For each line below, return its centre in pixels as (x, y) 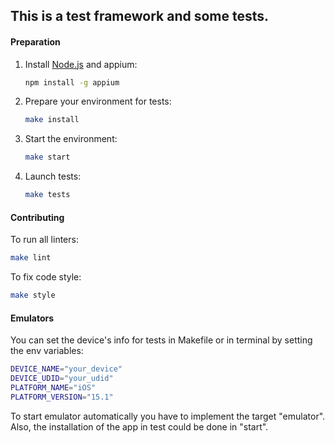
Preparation (35, 41)
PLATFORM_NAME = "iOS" (53, 388)
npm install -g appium (72, 82)
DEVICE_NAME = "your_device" (66, 369)
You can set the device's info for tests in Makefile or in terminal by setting (161, 340)
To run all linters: (44, 240)
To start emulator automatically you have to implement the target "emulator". (168, 416)
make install (52, 120)
